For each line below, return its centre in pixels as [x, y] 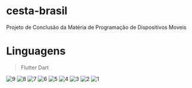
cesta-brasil [37, 11]
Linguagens [36, 51]
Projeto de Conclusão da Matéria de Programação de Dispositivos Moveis [96, 27]
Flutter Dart [35, 67]
